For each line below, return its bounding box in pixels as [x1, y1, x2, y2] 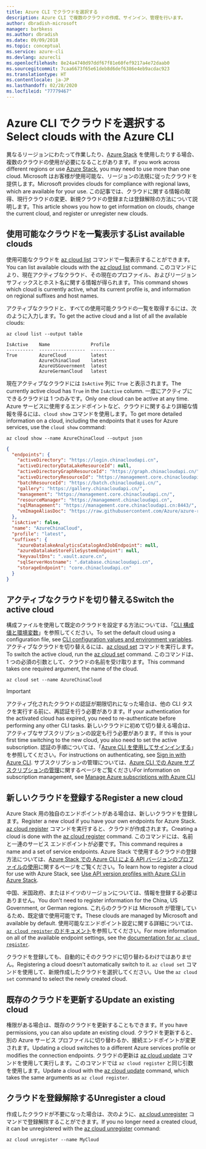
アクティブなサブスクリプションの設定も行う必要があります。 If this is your [6, 730, 192, 737]
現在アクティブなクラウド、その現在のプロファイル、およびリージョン [22, 271, 197, 278]
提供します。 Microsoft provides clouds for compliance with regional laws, [6, 180, 190, 187]
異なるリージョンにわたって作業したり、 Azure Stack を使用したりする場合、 [6, 151, 197, 158]
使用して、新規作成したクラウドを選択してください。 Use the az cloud [22, 969, 197, 976]
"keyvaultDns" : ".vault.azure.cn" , [17, 553, 108, 560]
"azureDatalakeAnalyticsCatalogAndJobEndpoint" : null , [17, 542, 159, 549]
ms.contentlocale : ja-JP [6, 77, 69, 83]
